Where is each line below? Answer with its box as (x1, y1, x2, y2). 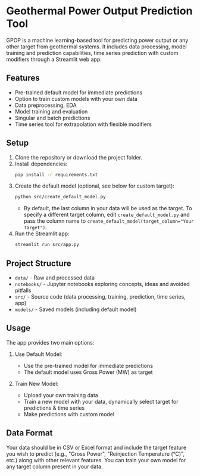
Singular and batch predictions (14, 114, 90, 121)
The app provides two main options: (6, 339, 95, 346)
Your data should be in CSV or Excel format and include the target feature (6, 444, 187, 451)
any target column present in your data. (6, 463, 103, 470)
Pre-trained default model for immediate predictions (14, 88, 143, 96)
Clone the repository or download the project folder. (14, 153, 143, 161)
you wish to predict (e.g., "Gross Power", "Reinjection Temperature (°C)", (6, 450, 185, 457)
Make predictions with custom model (23, 410, 115, 417)
